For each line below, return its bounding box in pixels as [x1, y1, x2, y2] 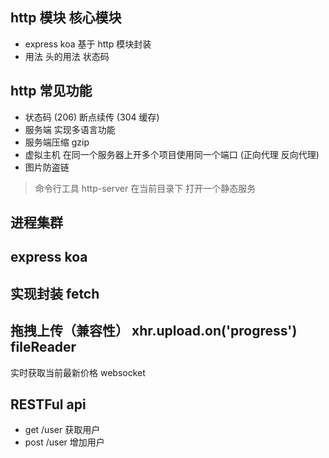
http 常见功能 [10, 83, 93, 100]
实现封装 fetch [10, 285, 100, 302]
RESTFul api [10, 396, 87, 413]
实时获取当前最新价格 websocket [10, 366, 146, 378]
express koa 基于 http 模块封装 [24, 38, 152, 50]
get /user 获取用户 [24, 424, 101, 436]
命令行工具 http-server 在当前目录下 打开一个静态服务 [34, 182, 257, 194]
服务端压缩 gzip [24, 136, 90, 148]
